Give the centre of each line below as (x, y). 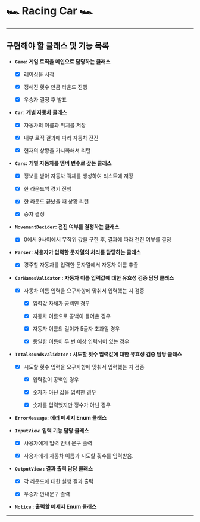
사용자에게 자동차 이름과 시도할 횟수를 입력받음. (79, 456)
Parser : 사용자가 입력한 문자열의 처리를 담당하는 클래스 (78, 252)
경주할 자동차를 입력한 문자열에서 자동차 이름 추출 (81, 265)
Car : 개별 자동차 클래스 (41, 112)
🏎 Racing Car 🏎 (50, 11)
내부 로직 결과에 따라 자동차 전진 (61, 138)
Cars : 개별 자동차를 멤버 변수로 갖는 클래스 (63, 163)
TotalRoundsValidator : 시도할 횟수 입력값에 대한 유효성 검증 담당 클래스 (98, 354)
